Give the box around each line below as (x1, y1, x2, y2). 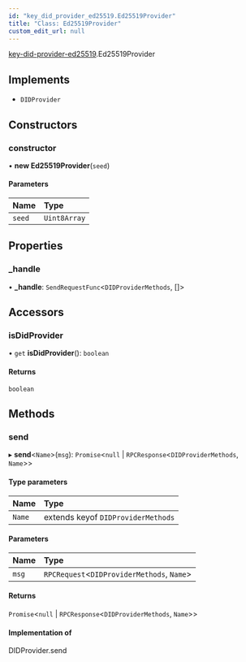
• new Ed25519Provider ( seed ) (8, 160, 110, 171)
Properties (8, 239, 63, 253)
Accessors (8, 305, 65, 319)
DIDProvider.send (8, 646, 67, 656)
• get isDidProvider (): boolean (8, 348, 110, 358)
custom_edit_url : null (8, 27, 85, 35)
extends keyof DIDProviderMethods (43, 511, 175, 522)
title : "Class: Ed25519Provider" (8, 19, 122, 28)
